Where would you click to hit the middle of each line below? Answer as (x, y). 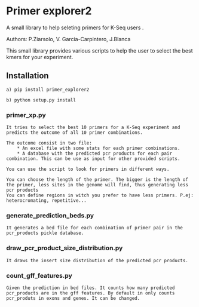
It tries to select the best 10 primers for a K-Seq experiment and (93, 128)
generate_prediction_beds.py (50, 215)
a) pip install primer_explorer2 (48, 90)
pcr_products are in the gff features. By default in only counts (91, 293)
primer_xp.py (26, 115)
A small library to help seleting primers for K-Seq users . (75, 27)
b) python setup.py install (41, 100)
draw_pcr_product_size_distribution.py (65, 248)
